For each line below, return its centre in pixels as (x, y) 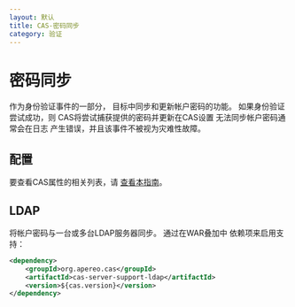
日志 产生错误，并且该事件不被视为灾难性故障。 (119, 128)
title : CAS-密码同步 (44, 26)
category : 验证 (36, 34)
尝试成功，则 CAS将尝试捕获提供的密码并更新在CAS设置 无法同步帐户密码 (144, 118)
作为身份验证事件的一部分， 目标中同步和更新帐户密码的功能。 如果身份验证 (147, 106)
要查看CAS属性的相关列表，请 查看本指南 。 (88, 182)
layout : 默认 (32, 17)
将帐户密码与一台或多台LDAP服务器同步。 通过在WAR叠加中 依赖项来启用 (143, 233)
